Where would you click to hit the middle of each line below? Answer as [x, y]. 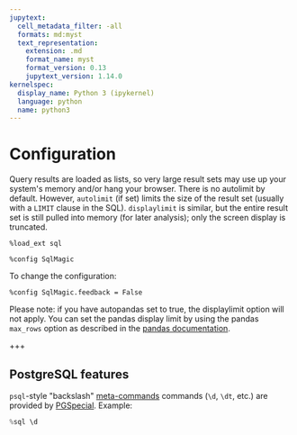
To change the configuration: [63, 276]
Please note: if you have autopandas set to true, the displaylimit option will [147, 309]
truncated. [28, 227]
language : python [50, 101]
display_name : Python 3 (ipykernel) [86, 93]
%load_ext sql [36, 244]
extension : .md [54, 51]
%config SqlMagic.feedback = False [76, 293]
